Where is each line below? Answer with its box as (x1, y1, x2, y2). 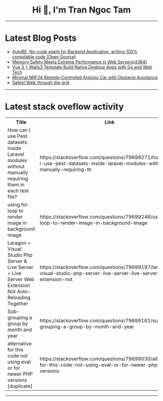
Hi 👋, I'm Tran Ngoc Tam (32, 4, 131, 16)
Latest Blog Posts (5, 33, 77, 44)
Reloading (7, 294, 31, 301)
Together (7, 300, 28, 307)
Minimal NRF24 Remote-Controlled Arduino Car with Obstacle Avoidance (12, 74, 158, 80)
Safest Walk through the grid (12, 80, 69, 85)
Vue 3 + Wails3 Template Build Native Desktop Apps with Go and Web (12, 64, 152, 70)
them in (7, 181, 25, 188)
